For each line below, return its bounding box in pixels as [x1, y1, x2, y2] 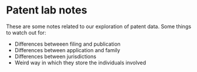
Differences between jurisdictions [14, 53, 96, 60]
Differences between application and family [14, 46, 121, 53]
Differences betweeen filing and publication [14, 40, 121, 47]
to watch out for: [6, 29, 46, 36]
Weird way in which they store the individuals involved [14, 59, 146, 66]
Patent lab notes [6, 4, 88, 17]
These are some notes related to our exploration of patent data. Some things [6, 23, 192, 30]
